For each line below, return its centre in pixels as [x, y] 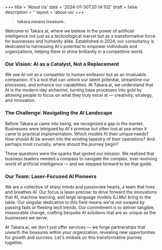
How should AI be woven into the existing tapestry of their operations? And [80, 139]
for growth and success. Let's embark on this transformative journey [73, 237]
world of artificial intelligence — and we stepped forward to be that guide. [79, 164]
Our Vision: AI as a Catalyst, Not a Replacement [62, 64]
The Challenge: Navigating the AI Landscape [59, 113]
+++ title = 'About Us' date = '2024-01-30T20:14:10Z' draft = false [71, 7]
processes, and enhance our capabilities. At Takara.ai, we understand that [79, 85]
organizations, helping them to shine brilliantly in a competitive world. [74, 51]
